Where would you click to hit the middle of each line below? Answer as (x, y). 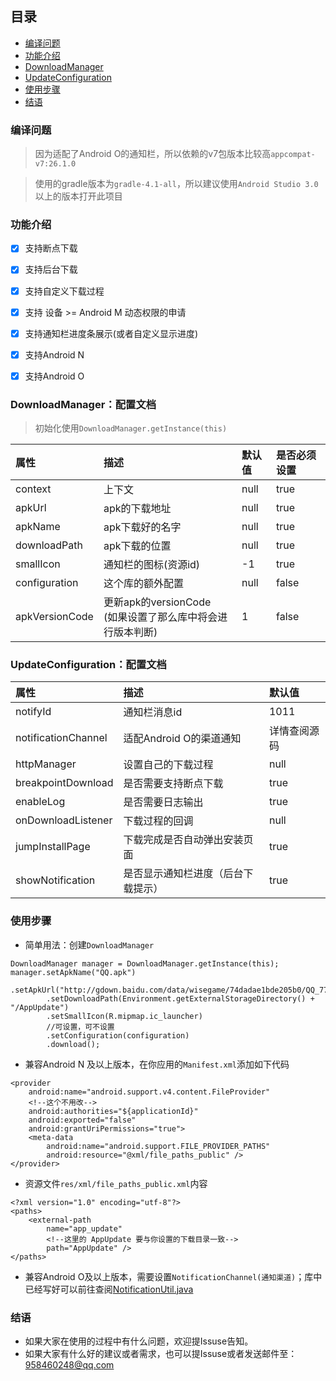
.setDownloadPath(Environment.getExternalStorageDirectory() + (180, 998)
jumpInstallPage (53, 847)
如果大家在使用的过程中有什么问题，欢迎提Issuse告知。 (139, 1341)
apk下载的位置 (137, 546)
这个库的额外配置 (143, 584)
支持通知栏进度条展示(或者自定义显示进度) (111, 333)
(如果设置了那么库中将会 (160, 617)
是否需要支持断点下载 (173, 784)
